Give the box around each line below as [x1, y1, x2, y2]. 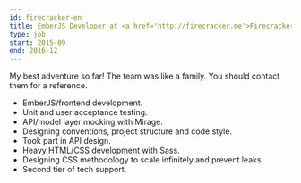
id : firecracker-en [9, 12, 82, 22]
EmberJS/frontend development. [21, 97, 143, 108]
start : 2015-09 [9, 37, 66, 47]
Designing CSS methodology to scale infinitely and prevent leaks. [21, 154, 264, 165]
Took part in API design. [21, 136, 112, 146]
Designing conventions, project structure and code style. [21, 126, 233, 137]
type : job [9, 29, 47, 38]
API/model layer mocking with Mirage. [21, 117, 164, 128]
